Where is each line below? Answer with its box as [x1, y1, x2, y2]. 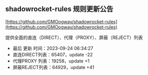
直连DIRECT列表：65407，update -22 [12, 51, 93, 57]
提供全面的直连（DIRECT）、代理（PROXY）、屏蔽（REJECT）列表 [5, 34, 143, 41]
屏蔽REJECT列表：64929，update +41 [12, 64, 94, 70]
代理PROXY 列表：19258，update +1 [12, 58, 90, 64]
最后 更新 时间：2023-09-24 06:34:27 [12, 45, 93, 51]
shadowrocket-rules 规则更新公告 [5, 5, 113, 14]
